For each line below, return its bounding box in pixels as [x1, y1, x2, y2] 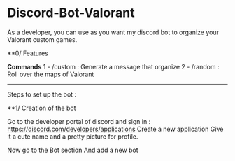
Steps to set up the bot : [7, 90, 77, 99]
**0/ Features [7, 49, 49, 57]
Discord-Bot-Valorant [7, 5, 135, 21]
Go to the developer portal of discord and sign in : [7, 117, 151, 125]
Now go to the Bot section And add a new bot [7, 146, 138, 154]
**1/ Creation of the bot [7, 104, 76, 112]
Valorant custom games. [7, 35, 78, 43]
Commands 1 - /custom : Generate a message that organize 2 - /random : [7, 62, 220, 71]
